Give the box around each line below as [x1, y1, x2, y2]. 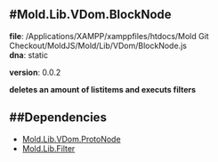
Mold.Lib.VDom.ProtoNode [21, 134, 122, 144]
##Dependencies [9, 110, 107, 126]
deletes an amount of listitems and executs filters [9, 84, 197, 94]
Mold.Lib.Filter [21, 142, 76, 154]
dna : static [9, 49, 49, 61]
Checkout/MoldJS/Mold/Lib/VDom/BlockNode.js [9, 40, 187, 51]
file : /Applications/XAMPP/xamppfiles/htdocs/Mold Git [9, 30, 209, 41]
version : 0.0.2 [9, 67, 61, 77]
